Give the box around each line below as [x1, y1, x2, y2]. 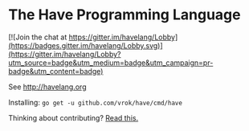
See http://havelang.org [8, 82, 87, 92]
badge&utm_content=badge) [8, 66, 104, 76]
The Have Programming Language [8, 6, 241, 24]
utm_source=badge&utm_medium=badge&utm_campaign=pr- [8, 58, 214, 68]
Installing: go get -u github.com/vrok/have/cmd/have [8, 97, 183, 107]
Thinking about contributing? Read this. [8, 113, 139, 122]
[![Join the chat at [8, 32, 67, 42]
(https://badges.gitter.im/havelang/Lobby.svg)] [8, 40, 163, 50]
